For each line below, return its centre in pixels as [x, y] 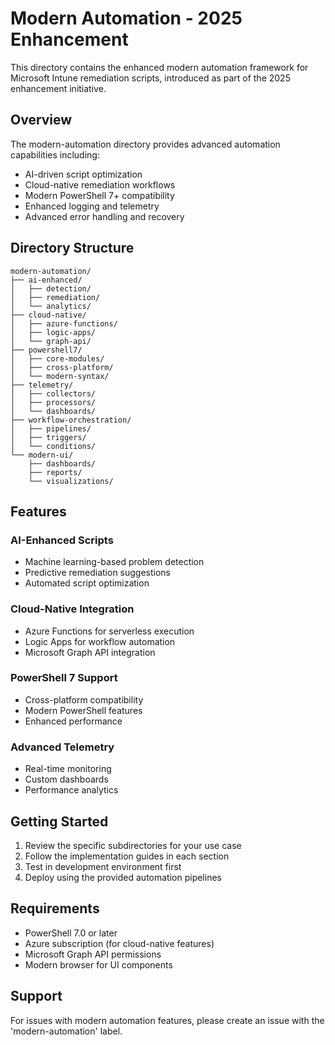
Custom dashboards [66, 779]
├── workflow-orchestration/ [71, 420]
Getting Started [59, 821]
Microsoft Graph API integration [90, 652]
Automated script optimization [87, 583]
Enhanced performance [73, 721]
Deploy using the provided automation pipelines [123, 877]
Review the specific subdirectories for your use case [133, 845]
